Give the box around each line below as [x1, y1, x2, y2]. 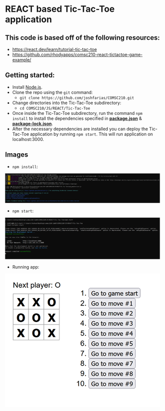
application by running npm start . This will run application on [30, 131, 153, 137]
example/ [12, 57, 31, 62]
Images [5, 151, 28, 159]
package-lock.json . [12, 120, 53, 126]
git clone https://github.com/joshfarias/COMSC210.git [19, 95, 134, 100]
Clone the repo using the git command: [12, 89, 93, 95]
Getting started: [5, 71, 55, 80]
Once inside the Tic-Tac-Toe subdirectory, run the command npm [12, 110, 143, 116]
